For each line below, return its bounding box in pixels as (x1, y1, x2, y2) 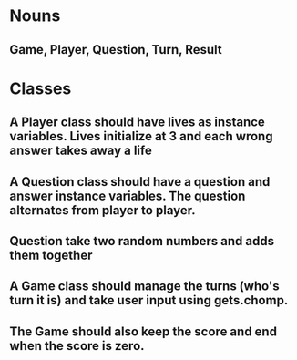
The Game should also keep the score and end (9, 324, 278, 339)
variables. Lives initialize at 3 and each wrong (9, 129, 273, 144)
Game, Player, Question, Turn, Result (9, 42, 223, 57)
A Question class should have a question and (9, 174, 271, 190)
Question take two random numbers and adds (9, 233, 275, 249)
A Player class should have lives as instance (9, 115, 266, 130)
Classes (9, 78, 72, 98)
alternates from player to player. (9, 202, 196, 218)
